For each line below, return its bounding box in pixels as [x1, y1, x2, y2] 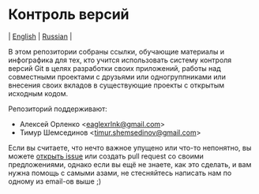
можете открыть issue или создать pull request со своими [8, 151, 204, 161]
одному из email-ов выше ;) [8, 176, 102, 186]
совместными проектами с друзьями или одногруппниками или [8, 72, 227, 81]
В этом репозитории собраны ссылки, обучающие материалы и [8, 47, 225, 56]
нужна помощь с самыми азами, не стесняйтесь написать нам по [8, 168, 232, 177]
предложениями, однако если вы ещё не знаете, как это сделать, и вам [8, 159, 252, 169]
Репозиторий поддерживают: [8, 104, 108, 114]
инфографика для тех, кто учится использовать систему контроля [8, 55, 232, 65]
